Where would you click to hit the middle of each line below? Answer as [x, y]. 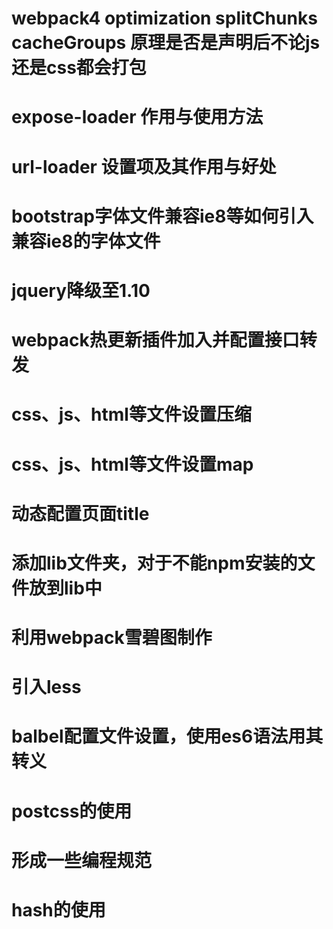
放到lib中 [66, 588]
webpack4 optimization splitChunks [164, 18]
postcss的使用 [72, 811]
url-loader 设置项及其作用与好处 [144, 166]
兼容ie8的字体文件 [86, 241]
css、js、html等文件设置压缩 [131, 414]
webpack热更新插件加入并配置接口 [155, 340]
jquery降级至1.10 [81, 290]
